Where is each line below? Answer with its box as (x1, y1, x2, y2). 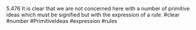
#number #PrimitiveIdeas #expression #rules (6, 18, 117, 24)
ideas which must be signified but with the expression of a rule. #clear (6, 11, 180, 18)
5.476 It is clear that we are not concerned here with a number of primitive (6, 5, 190, 12)
